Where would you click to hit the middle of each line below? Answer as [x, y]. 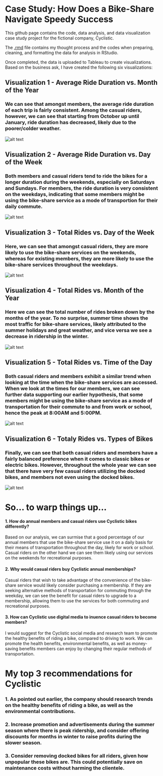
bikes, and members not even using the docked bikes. [70, 477]
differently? [17, 526]
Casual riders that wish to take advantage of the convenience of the [73, 580]
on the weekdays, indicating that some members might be [75, 194]
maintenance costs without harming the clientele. [65, 768]
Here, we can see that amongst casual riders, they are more [77, 246]
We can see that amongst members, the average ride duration [79, 104]
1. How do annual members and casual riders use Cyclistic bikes [71, 521]
